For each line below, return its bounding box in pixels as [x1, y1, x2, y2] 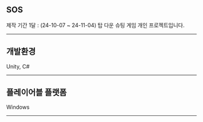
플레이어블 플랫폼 [6, 87, 67, 98]
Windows [6, 103, 30, 111]
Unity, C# [6, 63, 30, 70]
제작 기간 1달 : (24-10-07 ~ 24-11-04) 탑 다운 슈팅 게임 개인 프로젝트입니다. [6, 21, 185, 29]
